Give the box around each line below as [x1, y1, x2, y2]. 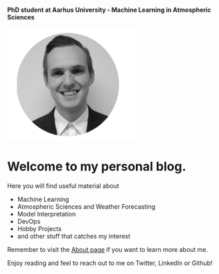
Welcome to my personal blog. [7, 159, 186, 175]
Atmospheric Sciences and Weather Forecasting [17, 203, 156, 211]
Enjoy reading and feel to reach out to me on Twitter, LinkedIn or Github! [7, 259, 213, 267]
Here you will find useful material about [7, 182, 119, 190]
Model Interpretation [17, 210, 76, 219]
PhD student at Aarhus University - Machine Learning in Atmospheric [7, 6, 211, 14]
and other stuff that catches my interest [17, 232, 130, 241]
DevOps [17, 217, 41, 225]
